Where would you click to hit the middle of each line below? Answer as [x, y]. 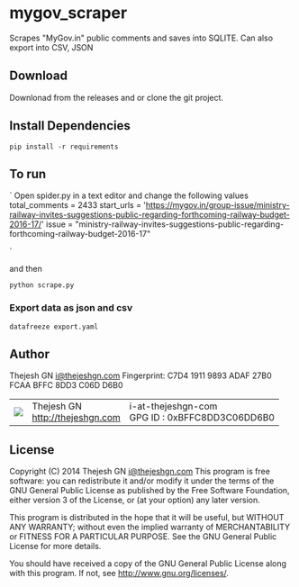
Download [38, 76]
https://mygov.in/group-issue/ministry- [217, 205]
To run [28, 174]
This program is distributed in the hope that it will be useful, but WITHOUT [147, 518]
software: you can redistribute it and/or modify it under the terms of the [142, 481]
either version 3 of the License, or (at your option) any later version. [135, 500]
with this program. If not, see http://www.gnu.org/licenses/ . [119, 573]
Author [29, 354]
